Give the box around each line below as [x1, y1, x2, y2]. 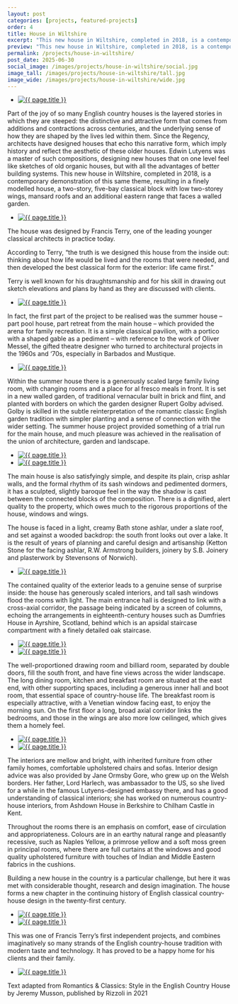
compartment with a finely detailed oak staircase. [7, 626, 152, 634]
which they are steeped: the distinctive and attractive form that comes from [7, 117, 228, 125]
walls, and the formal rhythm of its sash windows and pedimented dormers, [7, 479, 228, 489]
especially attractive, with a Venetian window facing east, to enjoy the [7, 699, 211, 707]
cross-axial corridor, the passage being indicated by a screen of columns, [7, 603, 223, 612]
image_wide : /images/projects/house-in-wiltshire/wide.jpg [7, 76, 186, 84]
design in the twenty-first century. [27, 896, 127, 905]
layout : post [7, 10, 46, 18]
